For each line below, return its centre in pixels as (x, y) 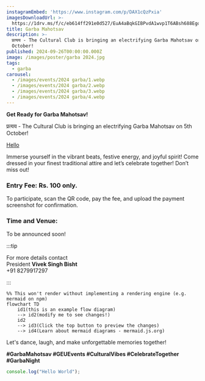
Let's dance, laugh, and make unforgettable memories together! (86, 343)
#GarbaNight (23, 361)
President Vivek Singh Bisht (42, 264)
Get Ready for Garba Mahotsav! (47, 114)
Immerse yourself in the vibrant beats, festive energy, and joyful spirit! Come (103, 157)
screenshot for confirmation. (42, 205)
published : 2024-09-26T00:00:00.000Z (54, 52)
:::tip (12, 246)
